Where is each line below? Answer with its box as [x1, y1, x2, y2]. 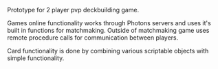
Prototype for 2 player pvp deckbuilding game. [7, 6, 140, 14]
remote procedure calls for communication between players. [7, 33, 179, 42]
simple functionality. [7, 54, 65, 62]
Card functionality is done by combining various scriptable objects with [7, 47, 209, 55]
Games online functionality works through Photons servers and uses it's [7, 19, 211, 27]
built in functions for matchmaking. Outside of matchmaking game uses [7, 27, 210, 34]
